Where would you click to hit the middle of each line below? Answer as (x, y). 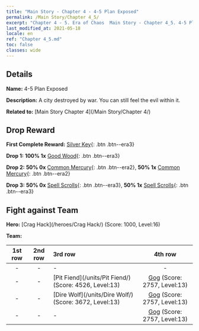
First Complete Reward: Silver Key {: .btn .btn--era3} (70, 144)
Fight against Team (42, 210)
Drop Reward (31, 130)
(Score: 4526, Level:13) (86, 285)
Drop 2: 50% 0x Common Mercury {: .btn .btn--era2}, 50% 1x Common (93, 167)
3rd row (64, 254)
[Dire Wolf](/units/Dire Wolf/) (93, 295)
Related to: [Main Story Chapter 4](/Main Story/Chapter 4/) (78, 112)
